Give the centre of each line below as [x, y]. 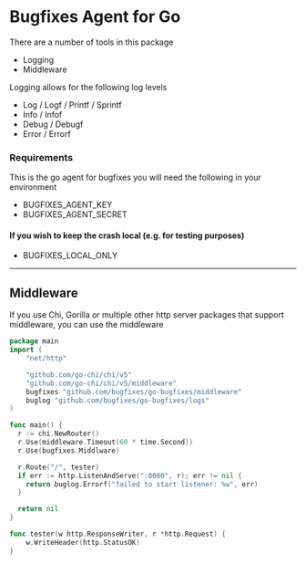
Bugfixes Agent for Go [95, 17]
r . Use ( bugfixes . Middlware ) [69, 450]
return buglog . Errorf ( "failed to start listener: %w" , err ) [142, 484]
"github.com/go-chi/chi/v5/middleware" [102, 383]
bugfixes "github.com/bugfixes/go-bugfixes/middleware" [134, 392]
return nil [38, 509]
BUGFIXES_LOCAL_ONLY [70, 256]
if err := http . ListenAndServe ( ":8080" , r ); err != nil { [130, 475]
